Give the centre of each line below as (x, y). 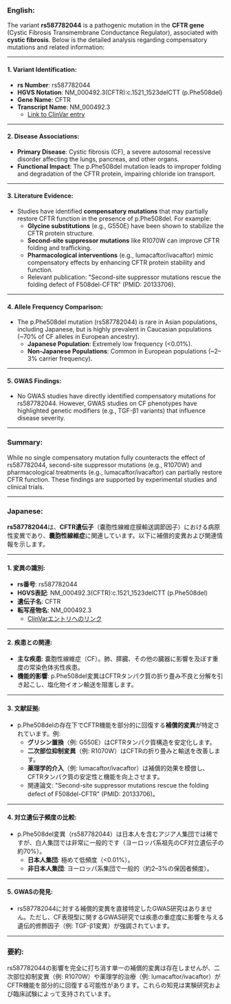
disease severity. (41, 418)
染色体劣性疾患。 (59, 668)
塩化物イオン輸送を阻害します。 (92, 685)
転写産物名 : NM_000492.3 (54, 610)
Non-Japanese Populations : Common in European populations (117, 351)
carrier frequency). (66, 359)
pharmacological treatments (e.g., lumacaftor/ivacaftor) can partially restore (114, 472)
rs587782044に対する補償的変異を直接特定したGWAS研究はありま (112, 908)
